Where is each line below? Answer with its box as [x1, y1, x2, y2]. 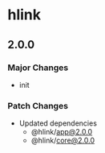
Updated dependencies [18, 118, 98, 128]
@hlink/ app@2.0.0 [30, 127, 93, 137]
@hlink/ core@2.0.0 [30, 135, 95, 146]
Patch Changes [7, 100, 69, 111]
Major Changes [7, 62, 69, 73]
